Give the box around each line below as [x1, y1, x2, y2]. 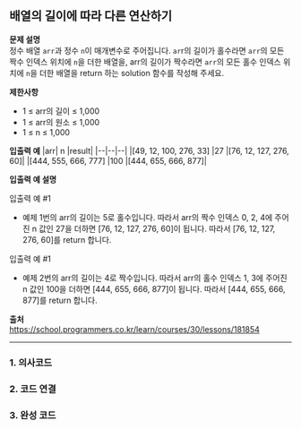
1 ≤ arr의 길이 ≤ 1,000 [21, 106, 100, 116]
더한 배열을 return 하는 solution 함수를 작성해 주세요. [39, 67, 225, 78]
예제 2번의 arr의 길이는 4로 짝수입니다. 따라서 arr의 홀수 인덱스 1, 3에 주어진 [21, 272, 288, 283]
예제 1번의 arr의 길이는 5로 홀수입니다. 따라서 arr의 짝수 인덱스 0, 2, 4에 [21, 211, 273, 222]
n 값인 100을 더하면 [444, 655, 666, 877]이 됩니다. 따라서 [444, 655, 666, [21, 283, 286, 294]
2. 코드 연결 [9, 382, 56, 395]
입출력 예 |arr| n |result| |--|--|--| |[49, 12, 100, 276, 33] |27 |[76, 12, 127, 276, [9, 145, 289, 156]
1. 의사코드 [9, 356, 53, 369]
